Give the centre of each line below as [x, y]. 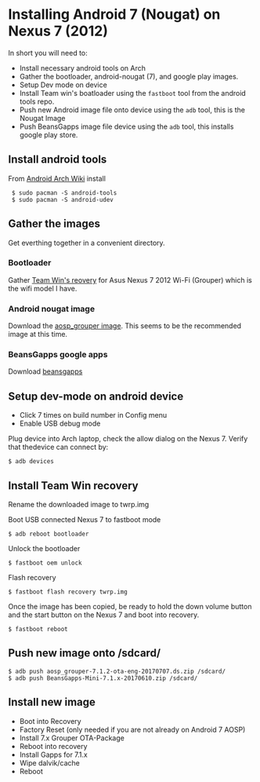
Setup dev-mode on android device [96, 396]
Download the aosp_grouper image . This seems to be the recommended [125, 326]
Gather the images [54, 224]
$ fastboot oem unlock [45, 563]
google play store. [49, 134]
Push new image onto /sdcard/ [85, 653]
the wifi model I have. [43, 288]
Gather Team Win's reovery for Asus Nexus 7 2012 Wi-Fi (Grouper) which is [130, 280]
